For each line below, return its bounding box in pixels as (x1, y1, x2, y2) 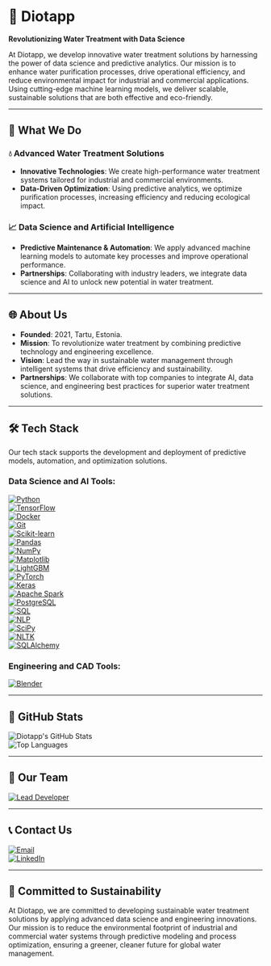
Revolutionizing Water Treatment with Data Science (8, 34, 186, 44)
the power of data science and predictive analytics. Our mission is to (8, 58, 236, 68)
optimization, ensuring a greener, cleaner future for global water (8, 940, 222, 950)
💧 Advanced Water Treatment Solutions (8, 148, 165, 159)
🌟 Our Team (8, 771, 69, 785)
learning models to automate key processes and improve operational (19, 251, 248, 261)
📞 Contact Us (8, 824, 73, 837)
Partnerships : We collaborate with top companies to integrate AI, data (19, 372, 254, 382)
